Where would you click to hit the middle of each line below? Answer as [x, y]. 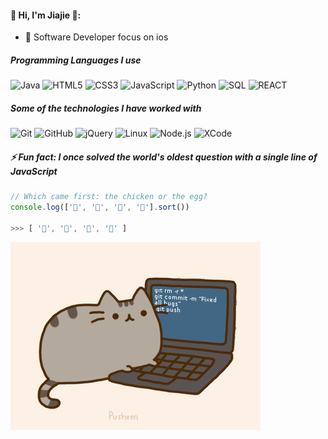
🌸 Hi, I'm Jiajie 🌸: [46, 15]
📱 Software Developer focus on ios [96, 37]
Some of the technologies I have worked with [106, 108]
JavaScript [34, 171]
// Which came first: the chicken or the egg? [109, 197]
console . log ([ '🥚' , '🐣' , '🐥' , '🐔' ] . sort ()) [100, 207]
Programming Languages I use [76, 60]
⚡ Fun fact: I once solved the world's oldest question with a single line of [164, 157]
